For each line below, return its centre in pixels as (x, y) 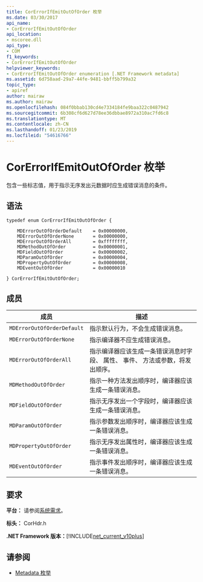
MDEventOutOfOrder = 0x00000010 (71, 268)
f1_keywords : (23, 57)
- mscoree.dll (24, 40)
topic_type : (21, 85)
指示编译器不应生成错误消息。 (132, 340)
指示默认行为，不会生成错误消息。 (138, 329)
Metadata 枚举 (33, 573)
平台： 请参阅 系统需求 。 (36, 511)
